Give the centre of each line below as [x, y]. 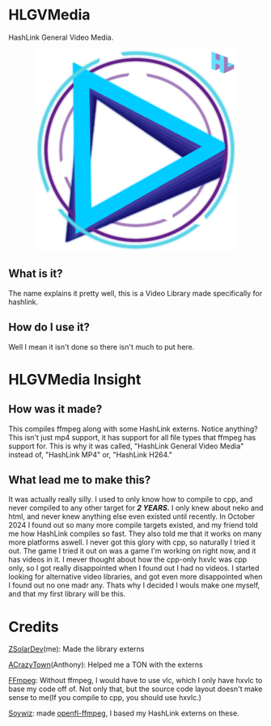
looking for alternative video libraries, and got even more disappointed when [135, 577]
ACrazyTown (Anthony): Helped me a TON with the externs [106, 664]
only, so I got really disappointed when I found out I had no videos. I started [134, 568]
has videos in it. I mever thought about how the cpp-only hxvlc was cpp [128, 559]
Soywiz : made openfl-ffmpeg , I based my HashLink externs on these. [124, 713]
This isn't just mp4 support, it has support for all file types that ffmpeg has [132, 437]
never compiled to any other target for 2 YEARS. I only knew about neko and [136, 508]
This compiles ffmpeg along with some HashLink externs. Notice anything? [133, 429]
